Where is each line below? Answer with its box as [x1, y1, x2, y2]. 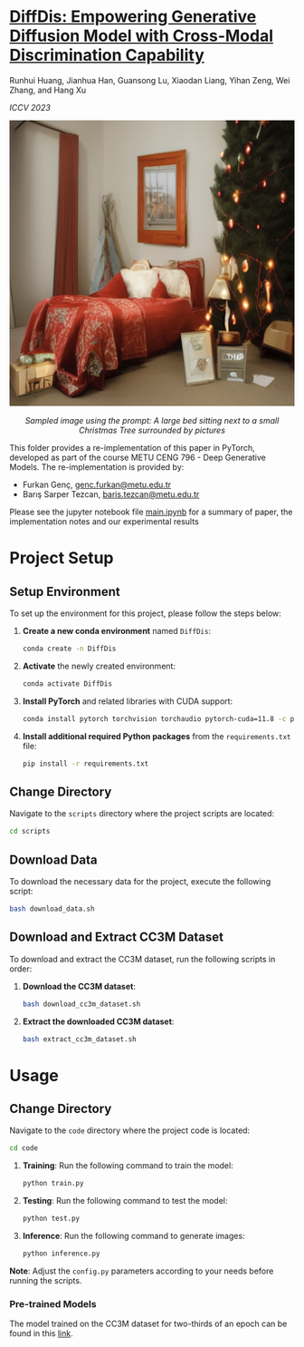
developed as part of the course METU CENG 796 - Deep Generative [9, 452, 267, 463]
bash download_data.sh [9, 904, 95, 913]
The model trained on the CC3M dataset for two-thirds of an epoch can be [9, 1318, 288, 1330]
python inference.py [22, 1249, 100, 1258]
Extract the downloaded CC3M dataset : [22, 1016, 175, 1027]
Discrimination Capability [9, 45, 205, 65]
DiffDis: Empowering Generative [9, 6, 257, 27]
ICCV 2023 [9, 102, 52, 112]
